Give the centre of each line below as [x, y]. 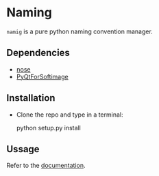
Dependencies [38, 53]
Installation [31, 98]
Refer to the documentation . [46, 166]
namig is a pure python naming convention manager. [80, 31]
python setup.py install [49, 128]
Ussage [23, 149]
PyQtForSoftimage [42, 76]
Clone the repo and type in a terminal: [70, 115]
